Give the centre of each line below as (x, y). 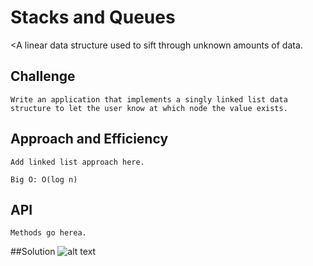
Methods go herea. (48, 233)
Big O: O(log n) (44, 179)
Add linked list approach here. (77, 162)
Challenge (43, 76)
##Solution (33, 252)
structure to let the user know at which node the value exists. (149, 108)
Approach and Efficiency (89, 139)
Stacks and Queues (93, 17)
